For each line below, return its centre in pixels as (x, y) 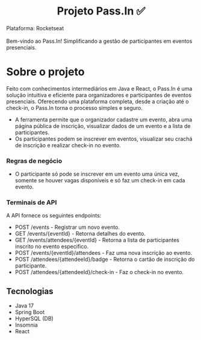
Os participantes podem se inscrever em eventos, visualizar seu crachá (104, 139)
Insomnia (26, 325)
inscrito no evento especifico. (52, 246)
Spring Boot (30, 312)
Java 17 (24, 306)
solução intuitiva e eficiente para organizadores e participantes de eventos (99, 95)
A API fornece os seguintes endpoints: (54, 216)
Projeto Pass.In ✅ (101, 11)
